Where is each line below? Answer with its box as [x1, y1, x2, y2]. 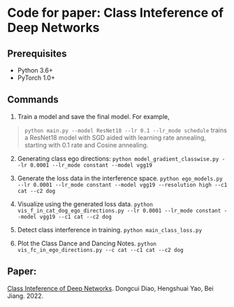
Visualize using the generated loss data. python [17, 199, 154, 208]
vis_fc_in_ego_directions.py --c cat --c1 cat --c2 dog [17, 246, 184, 253]
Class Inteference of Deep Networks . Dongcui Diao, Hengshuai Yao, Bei [7, 284, 214, 292]
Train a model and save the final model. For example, [17, 112, 170, 120]
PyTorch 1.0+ [17, 73, 56, 82]
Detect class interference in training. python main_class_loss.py [17, 225, 203, 234]
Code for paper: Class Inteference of [7, 5, 224, 21]
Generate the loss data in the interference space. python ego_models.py [17, 173, 223, 183]
